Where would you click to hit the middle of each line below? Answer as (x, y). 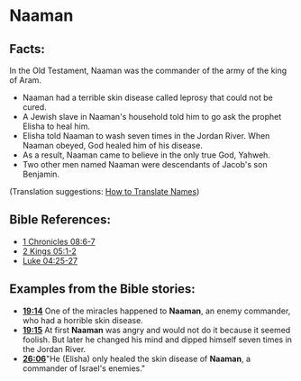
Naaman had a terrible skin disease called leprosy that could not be (147, 97)
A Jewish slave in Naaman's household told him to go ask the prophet (152, 117)
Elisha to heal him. (56, 126)
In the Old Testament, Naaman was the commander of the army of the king (148, 70)
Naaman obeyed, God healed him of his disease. (112, 145)
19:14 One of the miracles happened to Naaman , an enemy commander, (156, 311)
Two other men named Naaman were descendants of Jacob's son (145, 164)
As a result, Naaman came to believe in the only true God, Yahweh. (146, 155)
